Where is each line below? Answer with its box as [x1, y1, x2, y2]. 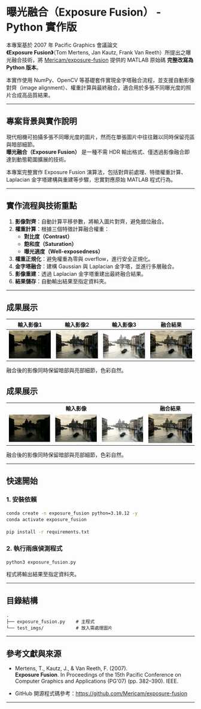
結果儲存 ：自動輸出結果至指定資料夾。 [14, 278, 109, 285]
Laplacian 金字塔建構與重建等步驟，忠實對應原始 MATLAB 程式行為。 [6, 176, 176, 183]
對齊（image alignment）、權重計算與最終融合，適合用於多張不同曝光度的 [6, 84, 186, 91]
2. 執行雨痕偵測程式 [6, 544, 63, 553]
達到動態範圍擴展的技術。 [6, 156, 69, 163]
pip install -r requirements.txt [6, 529, 90, 535]
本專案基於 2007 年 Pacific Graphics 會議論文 [6, 41, 118, 48]
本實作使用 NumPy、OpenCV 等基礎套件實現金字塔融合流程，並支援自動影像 [6, 76, 195, 84]
